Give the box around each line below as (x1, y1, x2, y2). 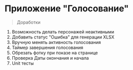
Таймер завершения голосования (11, 44, 84, 50)
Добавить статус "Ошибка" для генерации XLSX (11, 34, 115, 40)
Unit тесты (11, 60, 34, 66)
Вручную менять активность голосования (11, 39, 101, 45)
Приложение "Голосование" (4, 3, 129, 14)
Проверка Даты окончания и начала (11, 55, 89, 61)
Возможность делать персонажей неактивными (11, 29, 114, 35)
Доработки (16, 19, 41, 25)
